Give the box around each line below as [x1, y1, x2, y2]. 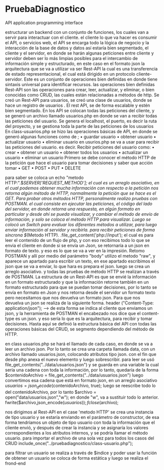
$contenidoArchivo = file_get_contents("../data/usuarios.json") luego [5, 372, 143, 378]
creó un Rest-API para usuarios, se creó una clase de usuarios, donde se [5, 97, 152, 103]
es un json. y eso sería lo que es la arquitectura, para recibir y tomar [15, 316, 153, 322]
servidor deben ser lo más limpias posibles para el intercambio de [5, 55, 138, 61]
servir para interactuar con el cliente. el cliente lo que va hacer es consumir [5, 34, 158, 40]
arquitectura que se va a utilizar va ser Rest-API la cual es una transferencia [5, 65, 158, 72]
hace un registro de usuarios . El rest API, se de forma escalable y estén [5, 102, 150, 108]
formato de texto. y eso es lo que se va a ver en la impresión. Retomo [5, 247, 145, 254]
